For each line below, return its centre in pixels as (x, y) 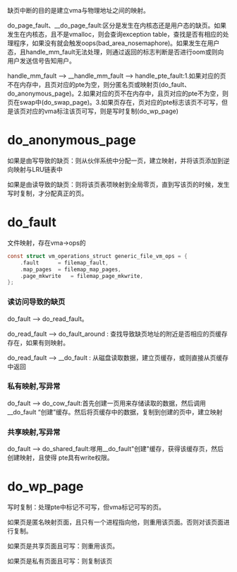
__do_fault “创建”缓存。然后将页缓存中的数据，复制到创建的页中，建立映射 (115, 412)
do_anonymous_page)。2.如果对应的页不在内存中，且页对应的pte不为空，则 (118, 93)
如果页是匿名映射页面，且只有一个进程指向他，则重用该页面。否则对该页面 (115, 523)
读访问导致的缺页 (36, 302)
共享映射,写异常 (34, 432)
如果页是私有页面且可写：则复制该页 (60, 561)
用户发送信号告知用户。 (41, 61)
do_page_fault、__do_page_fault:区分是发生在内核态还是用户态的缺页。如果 (117, 25)
